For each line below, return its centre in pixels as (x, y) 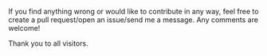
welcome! (24, 28)
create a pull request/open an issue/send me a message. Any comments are (133, 20)
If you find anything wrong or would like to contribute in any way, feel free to (133, 11)
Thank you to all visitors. (49, 43)
